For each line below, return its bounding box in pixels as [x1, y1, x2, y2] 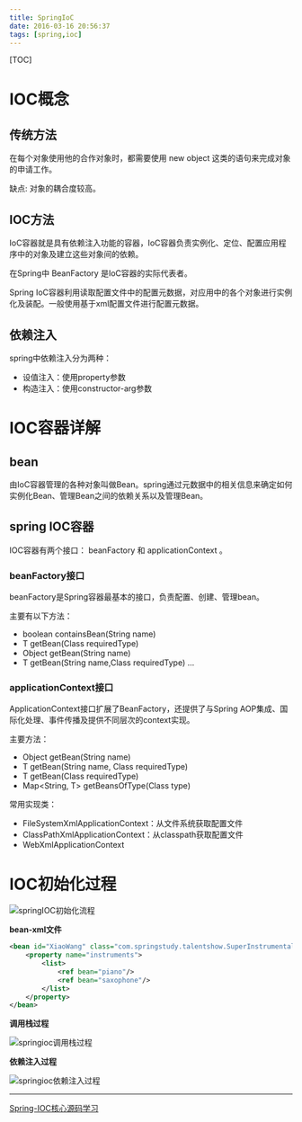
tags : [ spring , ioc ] [9, 30, 83, 39]
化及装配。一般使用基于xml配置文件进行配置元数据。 [9, 298, 204, 309]
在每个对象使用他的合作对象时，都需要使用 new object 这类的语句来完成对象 [9, 153, 291, 164]
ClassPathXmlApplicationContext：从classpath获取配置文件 [22, 829, 244, 841]
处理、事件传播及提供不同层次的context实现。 [24, 715, 195, 726]
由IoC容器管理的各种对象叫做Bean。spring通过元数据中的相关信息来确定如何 [9, 479, 293, 490]
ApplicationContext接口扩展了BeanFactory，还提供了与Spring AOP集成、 [9, 703, 280, 715]
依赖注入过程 [9, 1056, 57, 1067]
